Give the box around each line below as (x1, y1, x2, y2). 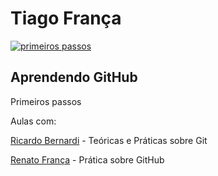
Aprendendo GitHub (10, 69, 138, 86)
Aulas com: (10, 115, 57, 127)
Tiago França (10, 7, 122, 30)
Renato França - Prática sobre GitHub (10, 153, 165, 166)
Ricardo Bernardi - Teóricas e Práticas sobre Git (10, 134, 208, 146)
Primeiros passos (10, 95, 82, 107)
